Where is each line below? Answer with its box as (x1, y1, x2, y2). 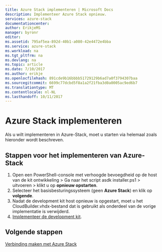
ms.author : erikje (5, 71, 43, 76)
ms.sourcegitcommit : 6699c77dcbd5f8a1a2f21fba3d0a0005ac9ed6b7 (5, 80, 138, 85)
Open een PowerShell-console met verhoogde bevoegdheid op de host (12, 172, 158, 178)
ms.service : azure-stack (5, 44, 56, 49)
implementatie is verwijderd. (12, 209, 70, 214)
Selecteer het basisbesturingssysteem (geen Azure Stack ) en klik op (12, 188, 153, 193)
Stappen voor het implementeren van (5, 151, 122, 159)
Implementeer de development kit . (12, 214, 82, 220)
